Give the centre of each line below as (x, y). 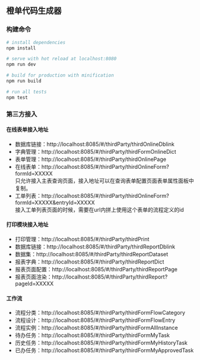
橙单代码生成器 (34, 11)
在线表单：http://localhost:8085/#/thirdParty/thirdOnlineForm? (92, 166)
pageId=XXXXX (34, 284)
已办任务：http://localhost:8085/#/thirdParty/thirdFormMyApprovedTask (104, 350)
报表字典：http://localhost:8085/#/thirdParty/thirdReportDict (89, 262)
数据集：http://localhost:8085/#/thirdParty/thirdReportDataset (91, 254)
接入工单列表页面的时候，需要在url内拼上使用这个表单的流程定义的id (99, 209)
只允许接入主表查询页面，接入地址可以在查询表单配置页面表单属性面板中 (104, 180)
